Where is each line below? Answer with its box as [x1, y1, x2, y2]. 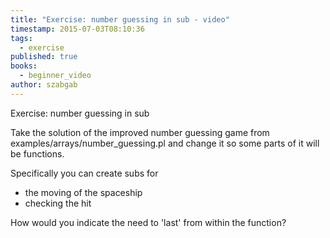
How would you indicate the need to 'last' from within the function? [10, 216, 287, 228]
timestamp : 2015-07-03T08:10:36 [10, 24, 145, 34]
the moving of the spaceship [24, 186, 143, 198]
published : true [10, 52, 78, 62]
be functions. [10, 147, 65, 160]
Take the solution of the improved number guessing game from [10, 126, 270, 138]
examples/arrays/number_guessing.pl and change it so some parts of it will [10, 137, 320, 149]
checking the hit [24, 197, 92, 209]
